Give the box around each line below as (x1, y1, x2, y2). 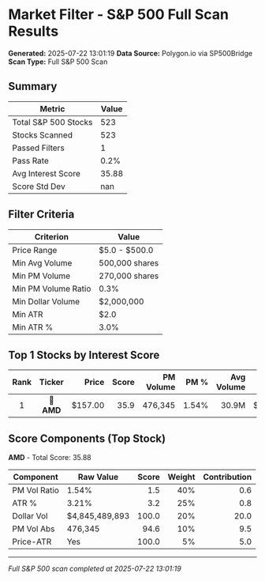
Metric (39, 103, 65, 114)
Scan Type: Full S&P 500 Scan (8, 57, 108, 66)
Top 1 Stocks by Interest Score (8, 348, 160, 361)
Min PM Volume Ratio (12, 283, 91, 294)
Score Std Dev (12, 180, 65, 191)
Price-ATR (12, 536, 52, 547)
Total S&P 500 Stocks (12, 116, 93, 127)
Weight (167, 472, 196, 483)
